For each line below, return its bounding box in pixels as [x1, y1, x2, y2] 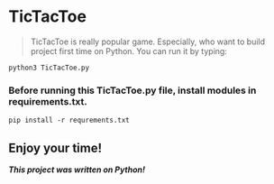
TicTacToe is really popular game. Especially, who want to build [30, 36, 266, 47]
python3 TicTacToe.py [8, 63, 90, 72]
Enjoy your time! [8, 140, 103, 155]
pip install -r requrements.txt [8, 115, 130, 125]
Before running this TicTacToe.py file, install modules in [8, 84, 257, 97]
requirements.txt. [8, 95, 87, 107]
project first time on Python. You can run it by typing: [30, 45, 227, 56]
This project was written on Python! [8, 164, 146, 175]
